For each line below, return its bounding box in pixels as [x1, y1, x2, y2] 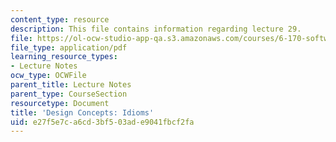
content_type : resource [10, 14, 110, 25]
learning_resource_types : [10, 52, 118, 62]
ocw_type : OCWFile [10, 71, 87, 81]
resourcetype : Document [10, 98, 110, 108]
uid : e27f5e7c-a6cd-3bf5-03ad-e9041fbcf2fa [10, 117, 195, 127]
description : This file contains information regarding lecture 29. [10, 24, 302, 34]
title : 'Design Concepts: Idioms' [10, 107, 155, 118]
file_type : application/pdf [10, 42, 128, 53]
